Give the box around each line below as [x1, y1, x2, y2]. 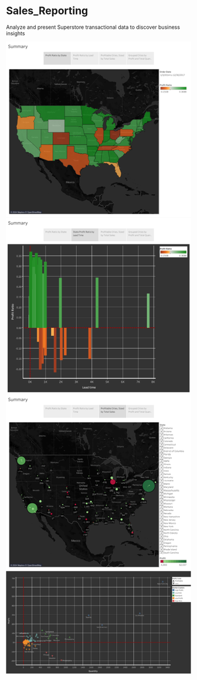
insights [6, 29, 25, 36]
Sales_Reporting [6, 4, 89, 18]
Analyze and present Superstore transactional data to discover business [6, 23, 181, 31]
